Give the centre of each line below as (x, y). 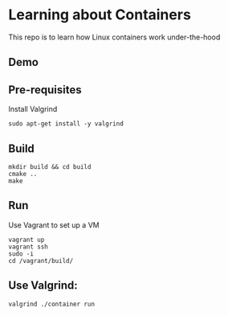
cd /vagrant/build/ (41, 261)
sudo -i (21, 254)
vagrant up (26, 240)
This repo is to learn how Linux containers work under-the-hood (114, 37)
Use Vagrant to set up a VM (54, 225)
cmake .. (23, 174)
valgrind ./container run (51, 304)
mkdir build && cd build (50, 166)
